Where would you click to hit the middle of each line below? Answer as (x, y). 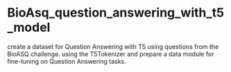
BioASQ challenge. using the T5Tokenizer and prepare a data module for (111, 54)
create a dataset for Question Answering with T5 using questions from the (113, 46)
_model (29, 27)
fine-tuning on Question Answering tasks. (67, 61)
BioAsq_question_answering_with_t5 (115, 13)
